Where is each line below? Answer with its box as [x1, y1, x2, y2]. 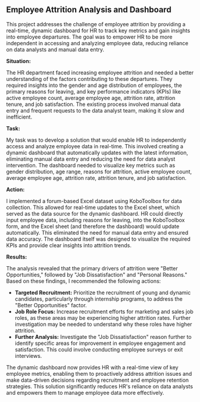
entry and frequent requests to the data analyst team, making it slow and [6, 107, 185, 114]
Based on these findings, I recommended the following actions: [6, 277, 161, 285]
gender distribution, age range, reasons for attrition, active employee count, [6, 168, 192, 175]
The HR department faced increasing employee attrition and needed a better [6, 68, 194, 76]
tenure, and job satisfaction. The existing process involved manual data [6, 101, 181, 108]
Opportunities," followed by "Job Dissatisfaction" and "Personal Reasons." [6, 271, 187, 278]
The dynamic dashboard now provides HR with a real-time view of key [6, 363, 179, 371]
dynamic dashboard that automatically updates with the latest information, [6, 149, 189, 156]
